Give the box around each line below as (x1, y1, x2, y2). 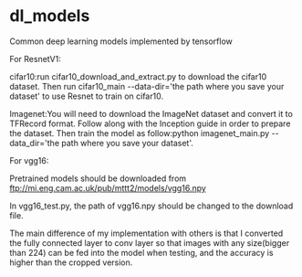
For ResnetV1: (9, 53, 61, 64)
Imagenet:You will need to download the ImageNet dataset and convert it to (9, 108, 294, 119)
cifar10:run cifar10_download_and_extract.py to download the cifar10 (9, 70, 267, 82)
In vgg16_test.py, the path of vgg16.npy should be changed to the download (9, 200, 294, 211)
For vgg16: (9, 154, 49, 165)
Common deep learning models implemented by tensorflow (9, 36, 233, 47)
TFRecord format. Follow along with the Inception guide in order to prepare (9, 118, 291, 129)
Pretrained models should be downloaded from (9, 173, 187, 184)
